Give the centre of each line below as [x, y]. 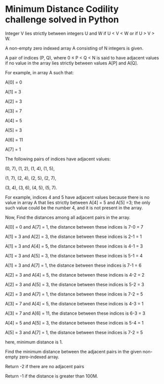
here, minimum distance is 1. [34, 342]
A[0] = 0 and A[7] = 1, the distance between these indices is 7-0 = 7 [74, 227]
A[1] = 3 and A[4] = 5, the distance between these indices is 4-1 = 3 [74, 246]
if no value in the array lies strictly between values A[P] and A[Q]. [72, 63]
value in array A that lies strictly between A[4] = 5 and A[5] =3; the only [78, 202]
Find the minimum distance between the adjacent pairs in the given [73, 351]
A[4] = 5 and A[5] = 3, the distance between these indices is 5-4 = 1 [74, 323]
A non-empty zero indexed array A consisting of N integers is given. [74, 48]
